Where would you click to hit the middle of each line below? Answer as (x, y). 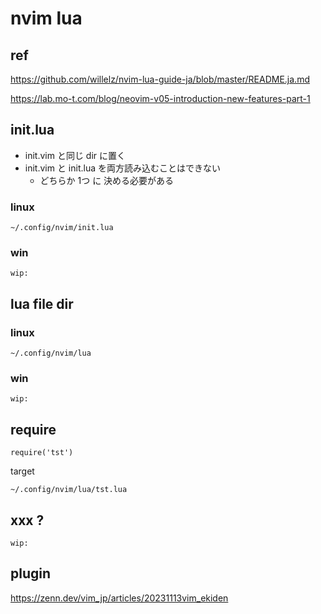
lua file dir (42, 303)
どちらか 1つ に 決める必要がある (107, 180)
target (22, 471)
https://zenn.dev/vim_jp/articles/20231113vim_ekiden (119, 598)
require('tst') (42, 453)
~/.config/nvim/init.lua (62, 228)
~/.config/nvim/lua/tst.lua (69, 490)
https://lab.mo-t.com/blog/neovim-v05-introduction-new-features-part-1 (160, 98)
